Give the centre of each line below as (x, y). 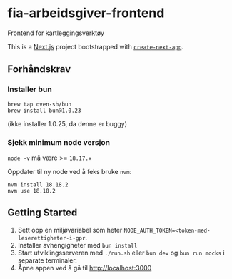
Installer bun (30, 89)
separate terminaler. (47, 260)
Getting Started (42, 213)
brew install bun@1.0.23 (44, 111)
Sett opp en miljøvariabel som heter (70, 230)
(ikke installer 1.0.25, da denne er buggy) (67, 123)
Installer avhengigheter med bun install (77, 245)
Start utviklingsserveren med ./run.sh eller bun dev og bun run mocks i (121, 253)
